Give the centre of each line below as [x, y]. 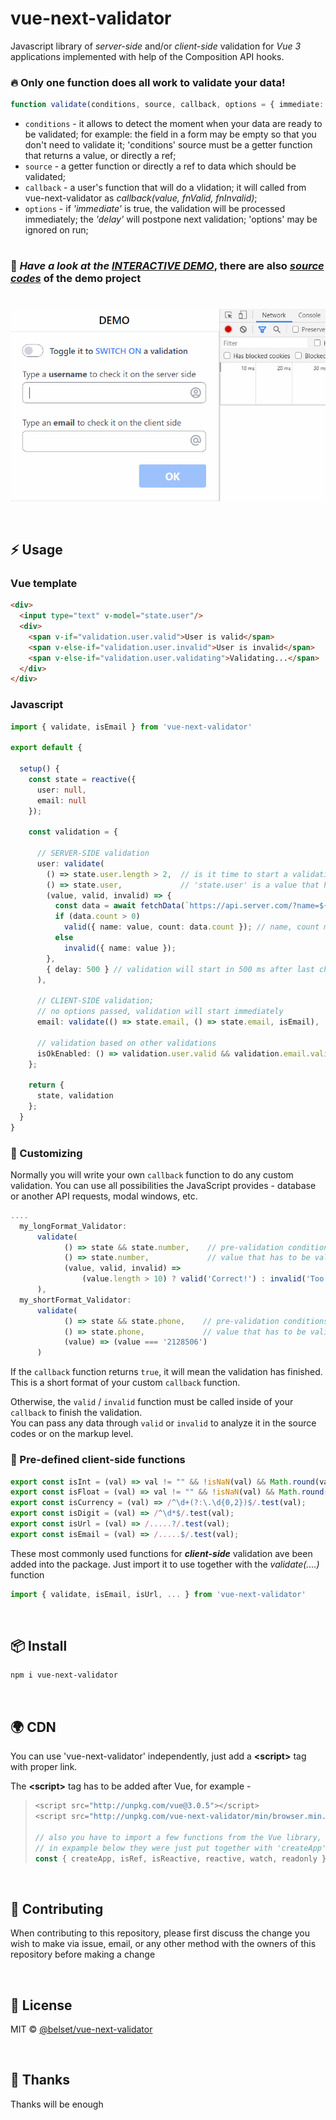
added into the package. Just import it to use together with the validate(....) [165, 1564]
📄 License [41, 2005]
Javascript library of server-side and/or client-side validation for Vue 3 [156, 46]
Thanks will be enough [57, 2104]
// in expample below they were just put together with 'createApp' [180, 1848]
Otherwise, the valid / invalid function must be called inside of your [152, 1402]
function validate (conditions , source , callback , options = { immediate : [167, 105]
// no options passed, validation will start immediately [160, 1012]
